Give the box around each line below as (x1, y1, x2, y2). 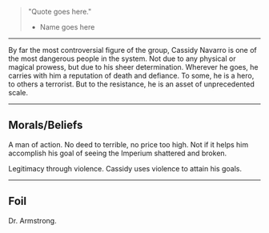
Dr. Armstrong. (8, 215, 58, 225)
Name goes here (39, 22, 95, 31)
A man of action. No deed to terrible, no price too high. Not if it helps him (8, 139, 249, 149)
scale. (8, 88, 28, 97)
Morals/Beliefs (8, 119, 83, 132)
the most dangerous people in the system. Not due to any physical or (8, 54, 236, 63)
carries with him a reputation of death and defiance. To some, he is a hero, (8, 71, 255, 80)
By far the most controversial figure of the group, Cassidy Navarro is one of (8, 46, 258, 54)
